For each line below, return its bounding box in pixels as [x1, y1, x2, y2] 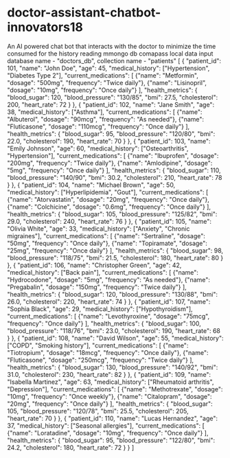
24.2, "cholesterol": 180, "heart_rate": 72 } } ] [7, 443, 135, 451]
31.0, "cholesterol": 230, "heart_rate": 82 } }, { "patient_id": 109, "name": [7, 370, 211, 378]
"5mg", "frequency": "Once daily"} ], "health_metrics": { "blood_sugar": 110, [7, 166, 221, 174]
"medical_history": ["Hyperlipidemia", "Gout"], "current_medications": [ [7, 187, 209, 196]
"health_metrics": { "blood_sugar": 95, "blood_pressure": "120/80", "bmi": [7, 129, 216, 138]
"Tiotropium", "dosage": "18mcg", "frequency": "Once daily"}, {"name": [7, 348, 209, 356]
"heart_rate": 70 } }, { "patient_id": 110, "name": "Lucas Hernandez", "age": [7, 414, 218, 422]
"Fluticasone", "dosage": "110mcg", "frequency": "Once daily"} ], [7, 122, 190, 130]
